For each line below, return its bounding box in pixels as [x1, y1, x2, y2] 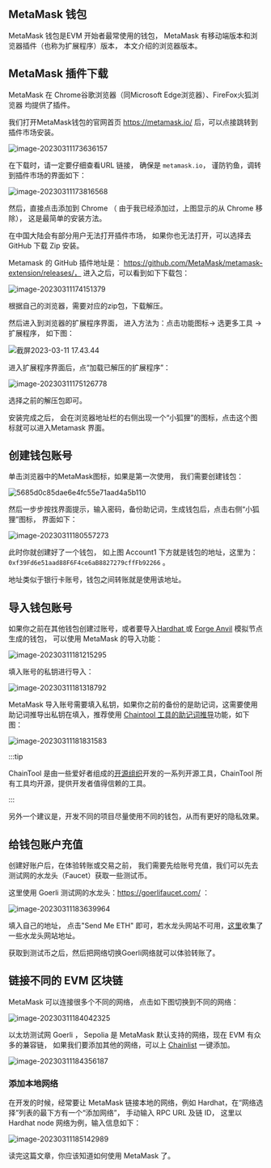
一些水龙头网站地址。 [8, 931, 79, 941]
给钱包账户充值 [8, 837, 83, 852]
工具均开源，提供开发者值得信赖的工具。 [15, 779, 150, 788]
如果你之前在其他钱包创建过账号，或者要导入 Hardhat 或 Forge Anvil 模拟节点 [8, 624, 263, 634]
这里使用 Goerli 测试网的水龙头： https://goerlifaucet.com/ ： [8, 888, 210, 898]
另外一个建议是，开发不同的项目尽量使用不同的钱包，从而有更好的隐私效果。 [8, 812, 264, 822]
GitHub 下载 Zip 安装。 [8, 240, 84, 250]
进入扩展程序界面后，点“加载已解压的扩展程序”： [8, 363, 171, 372]
